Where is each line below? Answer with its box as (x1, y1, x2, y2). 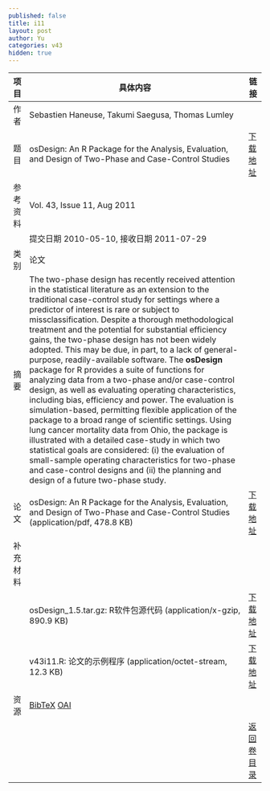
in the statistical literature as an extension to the (29, 284, 210, 295)
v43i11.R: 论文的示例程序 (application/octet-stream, (29, 656, 227, 667)
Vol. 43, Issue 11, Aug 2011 (29, 200, 136, 210)
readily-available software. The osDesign (64, 354, 223, 365)
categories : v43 (8, 42, 63, 50)
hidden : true (8, 49, 52, 57)
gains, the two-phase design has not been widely (29, 334, 217, 345)
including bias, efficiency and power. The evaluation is (29, 394, 235, 406)
